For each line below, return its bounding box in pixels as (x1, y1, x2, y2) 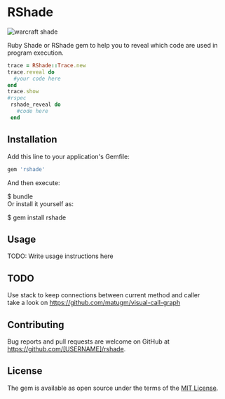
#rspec (7, 95, 27, 102)
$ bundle (7, 192, 34, 201)
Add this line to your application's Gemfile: (7, 152, 130, 161)
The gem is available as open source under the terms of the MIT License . (7, 384, 219, 392)
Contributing (7, 318, 64, 330)
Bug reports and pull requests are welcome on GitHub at (7, 337, 170, 346)
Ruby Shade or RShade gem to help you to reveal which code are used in (7, 41, 219, 49)
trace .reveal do (7, 68, 55, 76)
